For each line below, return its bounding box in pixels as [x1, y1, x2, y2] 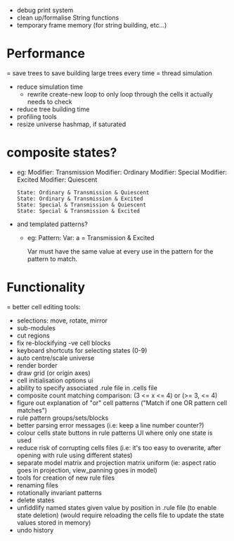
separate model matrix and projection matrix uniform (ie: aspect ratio [16, 458, 216, 467]
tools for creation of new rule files [16, 473, 115, 482]
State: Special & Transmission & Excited [16, 207, 140, 214]
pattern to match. [27, 254, 78, 263]
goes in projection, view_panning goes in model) [16, 466, 157, 474]
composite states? [6, 144, 117, 161]
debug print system [16, 6, 74, 14]
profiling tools [16, 112, 57, 120]
